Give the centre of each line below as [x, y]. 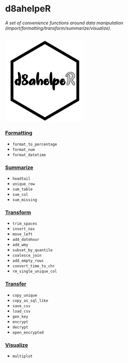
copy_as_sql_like [30, 301]
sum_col [20, 194]
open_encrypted [28, 333]
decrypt [20, 327]
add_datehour [26, 240]
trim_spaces [25, 224]
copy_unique [25, 295]
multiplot [23, 356]
